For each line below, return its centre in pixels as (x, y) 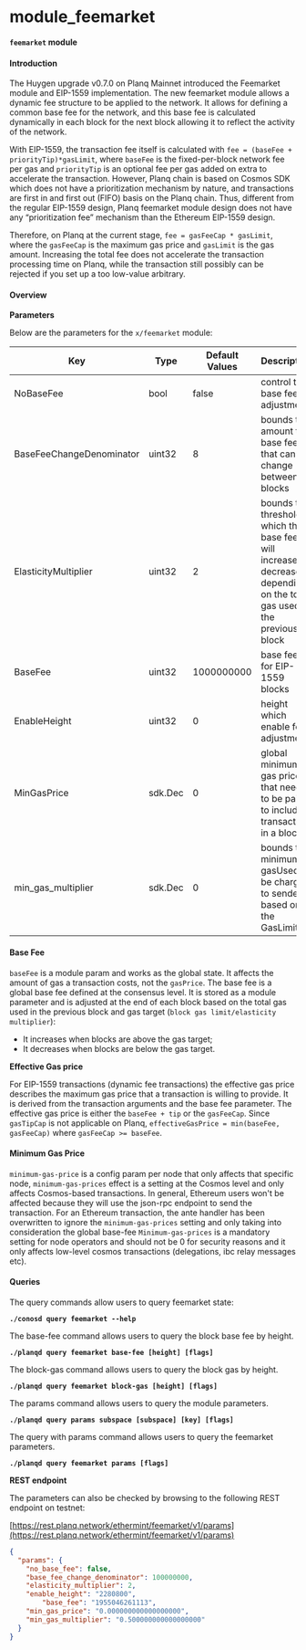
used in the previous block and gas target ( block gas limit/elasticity (143, 1012)
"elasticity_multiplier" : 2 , (81, 1586)
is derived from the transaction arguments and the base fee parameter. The (151, 1103)
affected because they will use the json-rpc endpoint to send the (131, 1203)
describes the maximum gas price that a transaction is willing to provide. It (149, 1094)
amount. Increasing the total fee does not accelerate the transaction (137, 255)
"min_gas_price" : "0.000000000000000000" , (107, 1612)
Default (222, 355)
